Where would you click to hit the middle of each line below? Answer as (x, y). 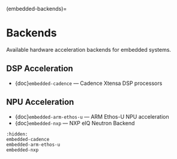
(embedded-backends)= (37, 9)
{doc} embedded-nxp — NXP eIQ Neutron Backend (75, 123)
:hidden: (17, 134)
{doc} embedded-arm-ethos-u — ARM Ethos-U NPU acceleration (92, 116)
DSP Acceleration (40, 69)
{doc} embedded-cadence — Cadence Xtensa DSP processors (88, 83)
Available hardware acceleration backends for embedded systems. (89, 49)
